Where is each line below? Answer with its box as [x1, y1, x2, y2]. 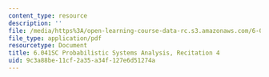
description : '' [8, 19, 62, 27]
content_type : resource [8, 11, 88, 20]
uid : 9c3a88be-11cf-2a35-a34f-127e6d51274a [8, 57, 156, 65]
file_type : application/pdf [8, 34, 102, 43]
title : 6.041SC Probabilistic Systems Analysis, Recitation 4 [8, 49, 220, 57]
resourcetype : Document [8, 42, 88, 50]
